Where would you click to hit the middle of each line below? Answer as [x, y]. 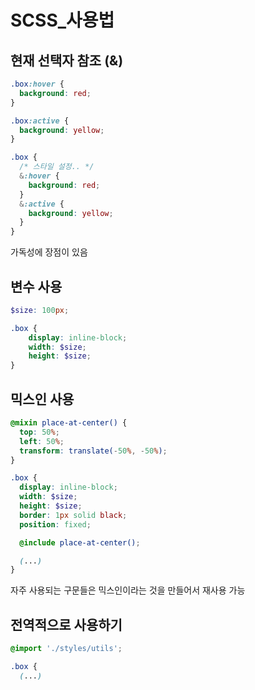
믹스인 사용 [42, 399]
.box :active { [40, 121]
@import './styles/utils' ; [66, 649]
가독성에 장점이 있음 [49, 252]
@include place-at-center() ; [80, 542]
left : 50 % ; [42, 441]
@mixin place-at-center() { [69, 423]
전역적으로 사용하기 [66, 624]
